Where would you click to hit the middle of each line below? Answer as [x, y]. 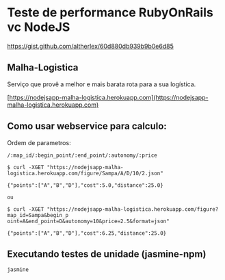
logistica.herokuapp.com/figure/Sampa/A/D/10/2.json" [85, 173]
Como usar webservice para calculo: [87, 126]
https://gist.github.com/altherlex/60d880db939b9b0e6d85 [91, 46]
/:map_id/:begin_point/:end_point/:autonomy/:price [82, 155]
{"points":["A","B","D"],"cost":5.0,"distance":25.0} [85, 185]
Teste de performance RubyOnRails [110, 13]
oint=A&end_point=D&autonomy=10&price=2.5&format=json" [88, 221]
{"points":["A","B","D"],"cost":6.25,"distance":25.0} [87, 233]
